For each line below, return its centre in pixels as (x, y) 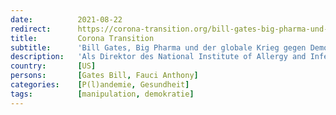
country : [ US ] (53, 66)
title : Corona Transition (82, 38)
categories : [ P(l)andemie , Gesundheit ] (100, 85)
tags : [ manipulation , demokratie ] (102, 94)
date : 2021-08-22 (66, 19)
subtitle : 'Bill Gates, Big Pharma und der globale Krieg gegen (158, 47)
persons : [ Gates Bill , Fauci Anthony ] (104, 76)
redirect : (31, 29)
